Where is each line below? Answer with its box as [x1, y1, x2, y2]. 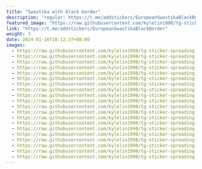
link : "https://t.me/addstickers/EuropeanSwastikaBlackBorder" [6, 25, 168, 32]
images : [6, 43, 26, 49]
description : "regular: [6, 14, 66, 20]
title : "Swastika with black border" [6, 8, 101, 15]
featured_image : [6, 20, 47, 26]
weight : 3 [6, 31, 31, 37]
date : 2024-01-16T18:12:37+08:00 [6, 37, 90, 43]
